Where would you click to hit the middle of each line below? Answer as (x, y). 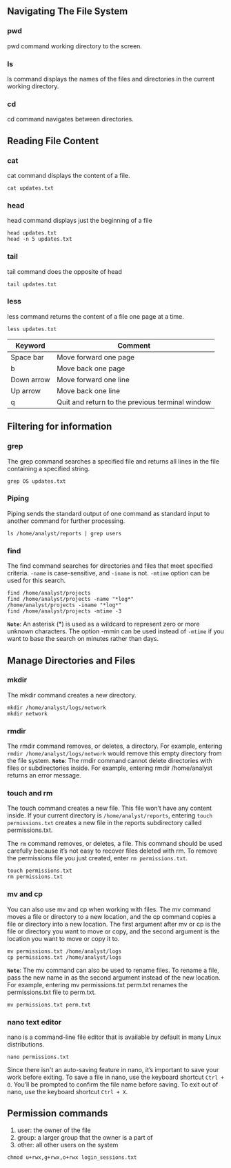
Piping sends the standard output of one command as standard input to (109, 513)
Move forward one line (93, 379)
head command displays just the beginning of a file (80, 221)
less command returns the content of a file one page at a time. (96, 316)
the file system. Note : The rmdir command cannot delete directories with (110, 761)
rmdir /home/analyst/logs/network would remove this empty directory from (114, 753)
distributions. (26, 1045)
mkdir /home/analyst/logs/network (57, 707)
